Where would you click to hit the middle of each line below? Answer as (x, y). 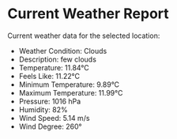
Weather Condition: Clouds (63, 51)
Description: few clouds (57, 59)
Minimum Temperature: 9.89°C (69, 85)
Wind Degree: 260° (50, 126)
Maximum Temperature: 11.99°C (71, 92)
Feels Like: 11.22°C (49, 76)
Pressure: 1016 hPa (50, 101)
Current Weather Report (88, 14)
